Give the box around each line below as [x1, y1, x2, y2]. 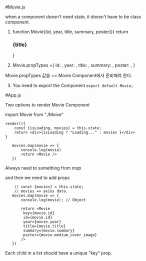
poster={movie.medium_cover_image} [23, 232, 97, 237]
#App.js [5, 92, 21, 98]
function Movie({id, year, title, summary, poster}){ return [12, 29, 128, 35]
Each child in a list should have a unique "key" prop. [5, 250, 112, 256]
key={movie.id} [23, 210, 55, 216]
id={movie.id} [23, 215, 52, 220]
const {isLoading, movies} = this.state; [14, 125, 101, 131]
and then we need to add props [5, 174, 70, 181]
